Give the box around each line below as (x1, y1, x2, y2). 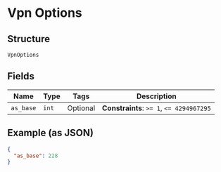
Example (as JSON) (7, 127, 94, 139)
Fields (7, 70, 35, 82)
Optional (67, 103, 96, 113)
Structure (7, 33, 51, 45)
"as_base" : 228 (13, 152, 58, 159)
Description (136, 91, 177, 101)
